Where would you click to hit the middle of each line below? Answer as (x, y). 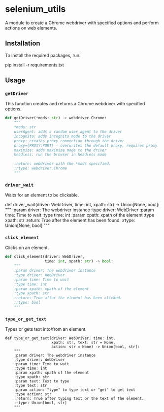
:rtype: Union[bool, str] (41, 403)
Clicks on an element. (27, 248)
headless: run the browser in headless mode (60, 155)
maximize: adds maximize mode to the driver (60, 150)
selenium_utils (35, 9)
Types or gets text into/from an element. (46, 329)
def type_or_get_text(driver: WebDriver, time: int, (60, 338)
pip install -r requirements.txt (34, 64)
